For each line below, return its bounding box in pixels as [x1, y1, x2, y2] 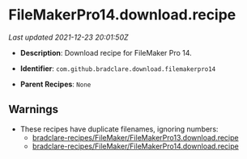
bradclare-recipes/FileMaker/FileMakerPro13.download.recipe [32, 132, 239, 142]
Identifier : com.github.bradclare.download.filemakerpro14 [19, 63, 216, 73]
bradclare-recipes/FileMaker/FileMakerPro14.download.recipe [32, 141, 239, 151]
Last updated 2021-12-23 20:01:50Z [8, 32, 129, 42]
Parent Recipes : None [19, 79, 92, 89]
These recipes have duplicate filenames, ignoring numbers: [19, 123, 219, 134]
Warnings [8, 103, 59, 116]
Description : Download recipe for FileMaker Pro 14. [19, 48, 192, 57]
